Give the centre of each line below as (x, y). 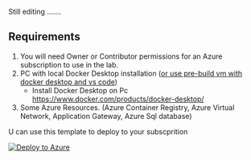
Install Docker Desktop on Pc (80, 90)
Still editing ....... (35, 12)
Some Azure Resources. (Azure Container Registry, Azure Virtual (127, 107)
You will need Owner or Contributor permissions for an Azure (121, 56)
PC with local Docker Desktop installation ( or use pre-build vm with (131, 73)
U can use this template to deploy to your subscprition (98, 131)
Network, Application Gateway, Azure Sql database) (106, 116)
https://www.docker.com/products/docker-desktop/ (118, 99)
